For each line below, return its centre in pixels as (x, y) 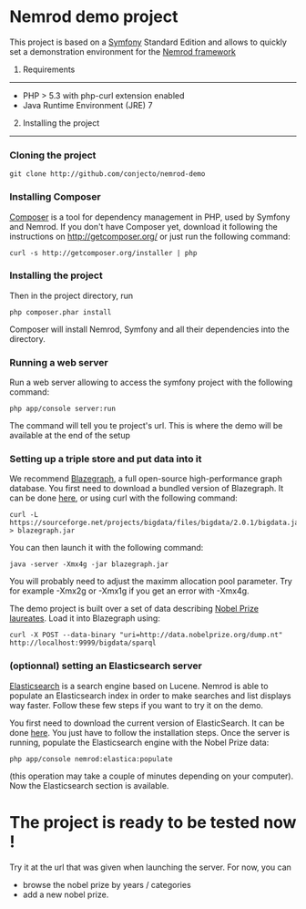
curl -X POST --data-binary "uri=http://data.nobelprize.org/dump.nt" (146, 635)
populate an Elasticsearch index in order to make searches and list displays (150, 696)
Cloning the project (53, 155)
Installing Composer (56, 197)
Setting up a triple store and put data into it (106, 460)
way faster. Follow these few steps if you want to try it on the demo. (137, 705)
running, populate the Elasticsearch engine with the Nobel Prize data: (139, 742)
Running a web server (59, 362)
